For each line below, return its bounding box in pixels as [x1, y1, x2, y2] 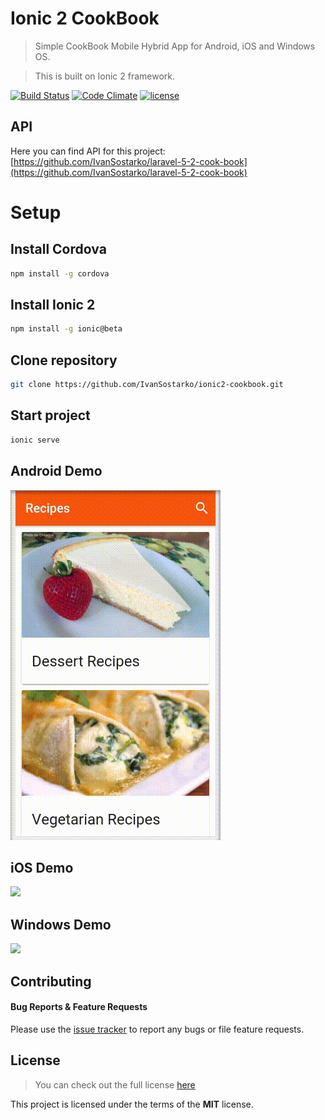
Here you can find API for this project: [10, 145, 166, 157]
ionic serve [10, 435, 60, 445]
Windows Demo [10, 916, 112, 933]
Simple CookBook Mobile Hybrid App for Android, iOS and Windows [34, 40, 316, 52]
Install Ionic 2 [10, 297, 96, 314]
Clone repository [10, 352, 118, 369]
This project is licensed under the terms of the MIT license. [10, 1098, 254, 1110]
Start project [10, 407, 91, 424]
